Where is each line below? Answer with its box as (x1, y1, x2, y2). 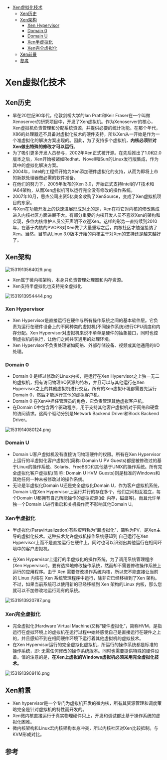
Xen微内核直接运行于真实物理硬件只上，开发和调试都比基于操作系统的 (12, 713, 156, 719)
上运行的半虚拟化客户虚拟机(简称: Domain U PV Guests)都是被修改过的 (12, 457, 158, 463)
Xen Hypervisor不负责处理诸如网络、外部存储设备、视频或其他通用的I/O (12, 342, 160, 348)
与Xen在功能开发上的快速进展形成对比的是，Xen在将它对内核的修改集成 (12, 206, 160, 212)
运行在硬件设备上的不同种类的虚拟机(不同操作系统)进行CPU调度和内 (21, 323, 161, 330)
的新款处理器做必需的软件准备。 (12, 175, 78, 180)
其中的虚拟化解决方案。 (12, 162, 61, 168)
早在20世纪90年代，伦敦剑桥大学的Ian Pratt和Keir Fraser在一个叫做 (12, 113, 151, 118)
